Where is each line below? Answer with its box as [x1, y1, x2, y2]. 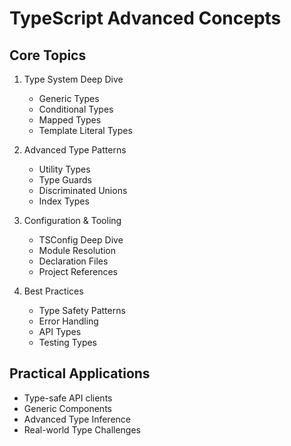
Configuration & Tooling [23, 215, 122, 226]
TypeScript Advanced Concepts [9, 7, 282, 30]
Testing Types [38, 337, 98, 348]
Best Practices [23, 285, 84, 297]
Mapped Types [38, 114, 102, 126]
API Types [38, 326, 82, 337]
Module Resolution [38, 245, 117, 256]
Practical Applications [9, 365, 151, 382]
